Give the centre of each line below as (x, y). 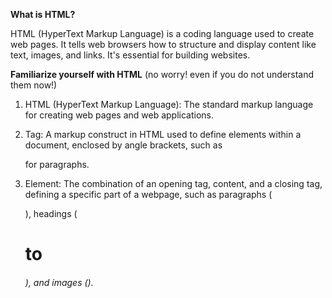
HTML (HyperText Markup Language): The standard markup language (169, 104)
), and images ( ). (59, 282)
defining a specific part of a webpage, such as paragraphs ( (148, 194)
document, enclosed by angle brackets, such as (123, 145)
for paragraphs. (57, 164)
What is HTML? (43, 14)
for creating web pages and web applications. (119, 115)
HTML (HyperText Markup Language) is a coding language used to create (162, 33)
